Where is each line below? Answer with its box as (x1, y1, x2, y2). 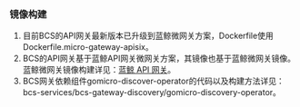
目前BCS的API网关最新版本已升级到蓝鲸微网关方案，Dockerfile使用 (22, 30, 275, 42)
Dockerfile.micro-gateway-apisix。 (22, 42, 154, 53)
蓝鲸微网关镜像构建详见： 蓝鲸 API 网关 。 (22, 64, 176, 75)
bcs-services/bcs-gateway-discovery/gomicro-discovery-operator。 (22, 87, 282, 98)
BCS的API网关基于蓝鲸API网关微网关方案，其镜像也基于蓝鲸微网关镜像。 (22, 53, 295, 64)
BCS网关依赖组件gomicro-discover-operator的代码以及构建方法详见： (22, 75, 285, 87)
